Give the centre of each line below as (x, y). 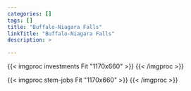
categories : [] (30, 14)
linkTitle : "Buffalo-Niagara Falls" (61, 34)
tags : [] (20, 20)
